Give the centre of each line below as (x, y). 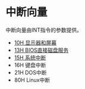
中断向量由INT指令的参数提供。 (44, 30)
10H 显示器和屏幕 (35, 42)
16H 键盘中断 (30, 65)
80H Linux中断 (32, 80)
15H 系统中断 (30, 57)
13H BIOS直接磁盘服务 (41, 50)
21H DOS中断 (30, 72)
